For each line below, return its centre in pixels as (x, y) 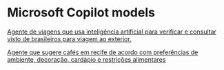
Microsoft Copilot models (81, 13)
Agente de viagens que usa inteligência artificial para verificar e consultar (112, 32)
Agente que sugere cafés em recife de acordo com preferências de (103, 52)
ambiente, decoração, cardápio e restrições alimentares (86, 59)
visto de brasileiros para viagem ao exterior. (70, 38)
